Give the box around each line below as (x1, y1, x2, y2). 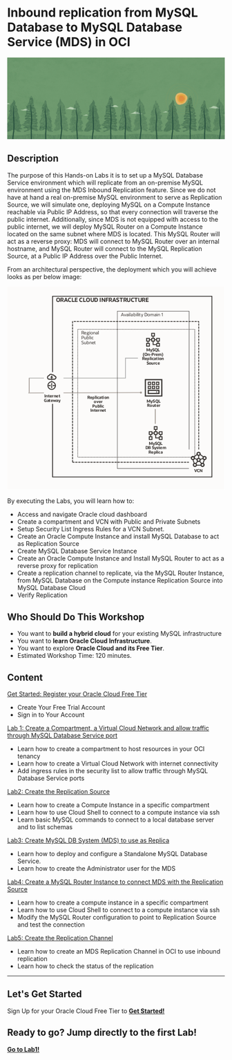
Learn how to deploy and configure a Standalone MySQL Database (17, 850, 208, 858)
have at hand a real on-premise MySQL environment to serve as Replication (7, 193, 222, 201)
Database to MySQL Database (7, 19, 183, 35)
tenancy (17, 752, 41, 760)
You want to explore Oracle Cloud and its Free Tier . (17, 644, 164, 652)
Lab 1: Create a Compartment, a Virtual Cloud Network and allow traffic (7, 724, 209, 732)
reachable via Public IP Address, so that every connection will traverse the (7, 207, 219, 216)
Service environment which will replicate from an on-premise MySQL (7, 178, 204, 187)
